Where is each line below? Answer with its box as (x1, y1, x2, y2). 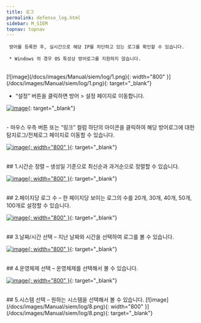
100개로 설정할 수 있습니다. (6, 202, 72, 209)
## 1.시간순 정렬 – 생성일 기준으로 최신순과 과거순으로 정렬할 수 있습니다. (6, 163, 180, 170)
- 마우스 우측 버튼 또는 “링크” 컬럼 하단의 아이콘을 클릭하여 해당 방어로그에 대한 (6, 124, 195, 131)
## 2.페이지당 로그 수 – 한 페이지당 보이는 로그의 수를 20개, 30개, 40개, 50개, (6, 194, 192, 202)
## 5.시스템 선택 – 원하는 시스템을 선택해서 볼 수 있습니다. (6, 296, 145, 303)
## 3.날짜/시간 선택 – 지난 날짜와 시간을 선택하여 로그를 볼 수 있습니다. (6, 234, 175, 241)
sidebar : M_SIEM (6, 20, 48, 26)
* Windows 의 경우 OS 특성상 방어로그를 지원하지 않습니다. (9, 56, 142, 62)
